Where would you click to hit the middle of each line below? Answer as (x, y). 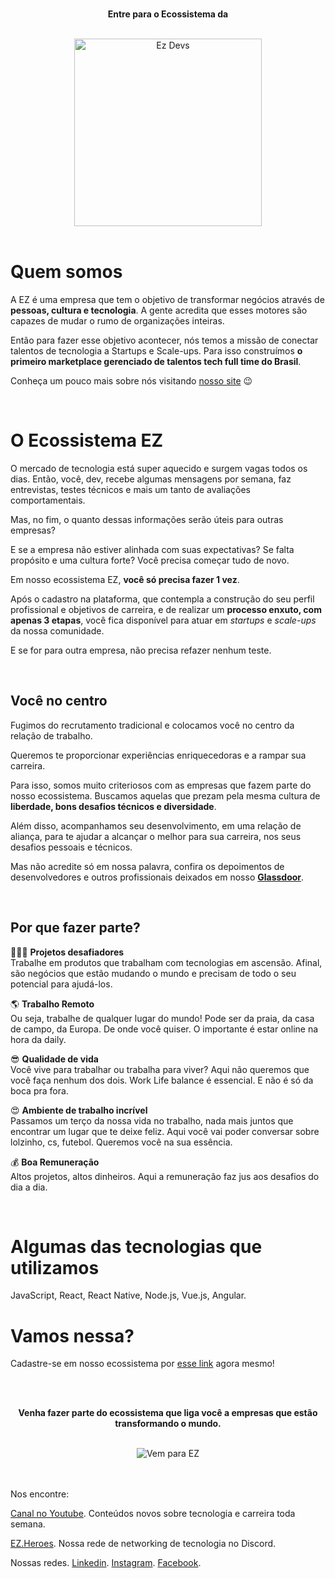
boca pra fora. (39, 1090)
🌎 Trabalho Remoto (52, 1004)
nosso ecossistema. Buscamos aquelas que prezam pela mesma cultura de (165, 795)
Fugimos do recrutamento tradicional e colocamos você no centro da (152, 725)
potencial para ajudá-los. (61, 984)
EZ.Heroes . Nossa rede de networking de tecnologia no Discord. (143, 1544)
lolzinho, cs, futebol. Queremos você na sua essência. (121, 1142)
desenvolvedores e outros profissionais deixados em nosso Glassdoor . (157, 877)
